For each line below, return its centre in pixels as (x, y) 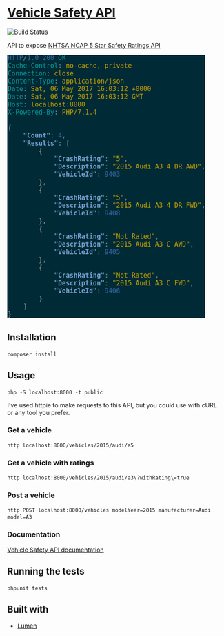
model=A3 (20, 517)
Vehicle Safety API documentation (56, 550)
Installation (32, 337)
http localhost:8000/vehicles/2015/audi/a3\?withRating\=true (98, 478)
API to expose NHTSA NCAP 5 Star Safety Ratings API (84, 45)
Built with (28, 609)
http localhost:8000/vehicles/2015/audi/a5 (71, 445)
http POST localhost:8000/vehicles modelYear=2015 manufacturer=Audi (109, 510)
